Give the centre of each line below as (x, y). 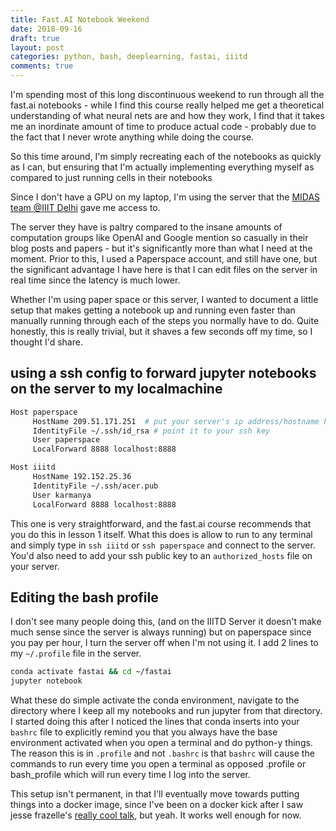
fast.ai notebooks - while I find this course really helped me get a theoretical (167, 105)
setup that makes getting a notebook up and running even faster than (153, 310)
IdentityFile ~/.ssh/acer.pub (95, 486)
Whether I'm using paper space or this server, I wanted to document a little (164, 299)
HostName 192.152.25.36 (82, 477)
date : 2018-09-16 (46, 29)
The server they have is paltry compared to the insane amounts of (146, 227)
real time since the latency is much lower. (95, 280)
